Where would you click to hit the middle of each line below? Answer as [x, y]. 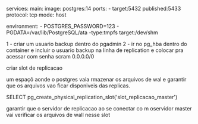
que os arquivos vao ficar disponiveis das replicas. [68, 86]
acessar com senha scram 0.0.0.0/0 [50, 56]
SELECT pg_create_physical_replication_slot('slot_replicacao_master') [92, 97]
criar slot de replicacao [34, 68]
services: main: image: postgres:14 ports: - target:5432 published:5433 [94, 9]
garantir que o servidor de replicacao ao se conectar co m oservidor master [99, 108]
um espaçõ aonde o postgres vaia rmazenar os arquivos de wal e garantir [96, 79]
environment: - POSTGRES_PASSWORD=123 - [63, 26]
